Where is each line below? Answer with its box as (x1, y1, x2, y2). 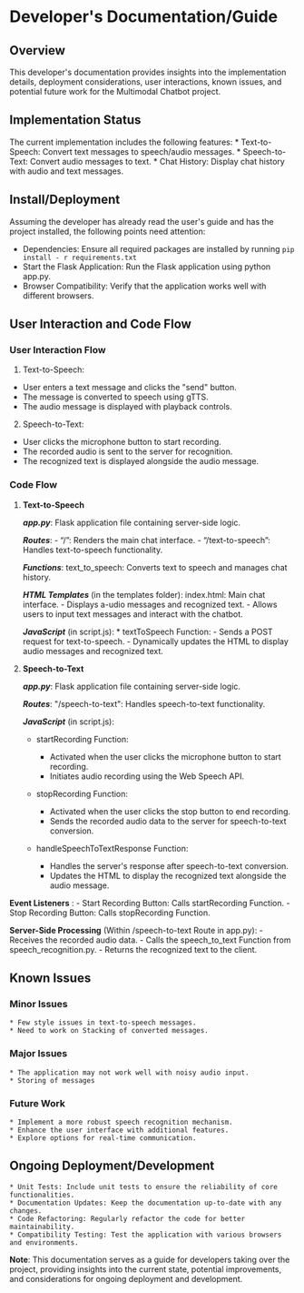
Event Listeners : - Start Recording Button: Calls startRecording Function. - (9, 897, 290, 908)
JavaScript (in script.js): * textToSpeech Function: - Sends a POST (22, 626, 274, 637)
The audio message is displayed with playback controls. (22, 401, 233, 412)
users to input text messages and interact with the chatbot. (22, 608, 243, 620)
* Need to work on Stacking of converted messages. (9, 1026, 209, 1035)
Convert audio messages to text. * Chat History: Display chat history (30, 156, 286, 167)
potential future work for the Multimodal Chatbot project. (9, 86, 221, 96)
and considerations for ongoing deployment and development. (9, 1273, 243, 1284)
